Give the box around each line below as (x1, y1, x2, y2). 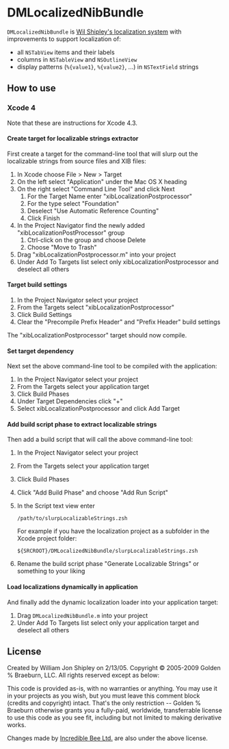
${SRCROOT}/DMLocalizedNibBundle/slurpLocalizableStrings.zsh (16, 547, 198, 555)
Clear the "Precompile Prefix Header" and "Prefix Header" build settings (16, 318, 221, 326)
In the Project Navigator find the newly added (16, 221, 146, 229)
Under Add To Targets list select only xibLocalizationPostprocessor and (16, 257, 219, 265)
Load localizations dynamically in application (7, 583, 138, 591)
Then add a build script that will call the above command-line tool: (7, 436, 193, 444)
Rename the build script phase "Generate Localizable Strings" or (16, 560, 200, 568)
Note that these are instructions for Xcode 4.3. (7, 119, 138, 127)
